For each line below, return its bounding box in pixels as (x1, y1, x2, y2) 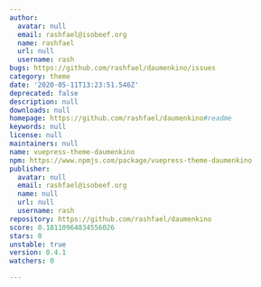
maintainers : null (9, 139, 79, 148)
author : (9, 13, 39, 23)
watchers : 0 (9, 256, 54, 266)
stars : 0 (9, 231, 42, 240)
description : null (9, 97, 79, 106)
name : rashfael (17, 38, 75, 48)
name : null (17, 190, 59, 199)
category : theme (9, 72, 70, 81)
